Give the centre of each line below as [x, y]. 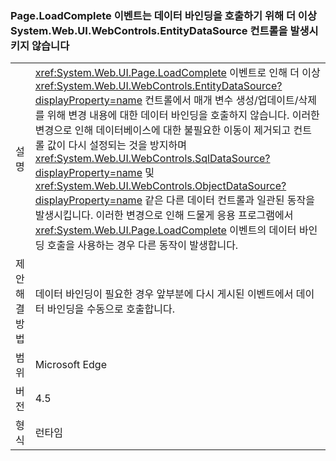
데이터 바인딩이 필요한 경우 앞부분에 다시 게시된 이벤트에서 [164, 294]
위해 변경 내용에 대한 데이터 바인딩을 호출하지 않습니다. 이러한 [183, 115]
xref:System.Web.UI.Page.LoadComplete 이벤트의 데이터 [165, 230]
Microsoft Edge [71, 365]
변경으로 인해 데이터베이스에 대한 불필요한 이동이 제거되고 [163, 130]
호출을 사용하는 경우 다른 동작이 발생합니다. [142, 245]
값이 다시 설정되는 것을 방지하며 [116, 145]
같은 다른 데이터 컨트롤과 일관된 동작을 [229, 200]
